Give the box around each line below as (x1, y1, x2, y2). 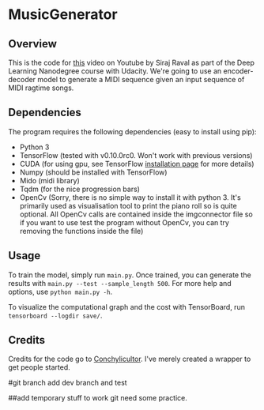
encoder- (223, 66, 254, 76)
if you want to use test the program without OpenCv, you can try (19, 217, 229, 227)
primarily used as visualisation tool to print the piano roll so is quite (19, 201, 237, 210)
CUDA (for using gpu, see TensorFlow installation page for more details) (19, 159, 255, 168)
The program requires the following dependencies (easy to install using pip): (8, 126, 257, 136)
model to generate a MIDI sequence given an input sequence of (37, 75, 245, 84)
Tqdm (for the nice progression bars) (19, 184, 141, 194)
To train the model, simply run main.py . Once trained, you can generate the (8, 270, 251, 280)
